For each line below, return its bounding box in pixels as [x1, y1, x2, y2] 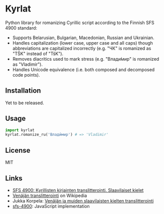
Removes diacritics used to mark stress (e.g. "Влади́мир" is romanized [12, 56, 159, 62]
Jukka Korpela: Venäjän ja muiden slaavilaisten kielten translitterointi [12, 197, 154, 203]
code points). [12, 72, 40, 78]
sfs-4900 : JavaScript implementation [12, 203, 90, 209]
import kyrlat [5, 127, 35, 133]
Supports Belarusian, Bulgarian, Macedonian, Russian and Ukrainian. [12, 35, 154, 41]
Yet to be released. [5, 100, 44, 106]
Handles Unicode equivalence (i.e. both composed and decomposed [12, 66, 155, 73]
